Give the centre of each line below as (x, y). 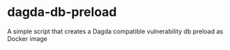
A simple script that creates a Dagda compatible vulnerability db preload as (115, 31)
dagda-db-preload (62, 12)
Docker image (27, 38)
